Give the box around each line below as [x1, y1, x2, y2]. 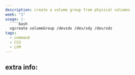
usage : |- [5, 16, 26, 21]
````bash [9, 21, 28, 26]
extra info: [5, 63, 38, 71]
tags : [5, 30, 16, 35]
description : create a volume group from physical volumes [5, 7, 131, 12]
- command [9, 35, 30, 40]
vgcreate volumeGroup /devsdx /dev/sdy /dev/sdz [9, 26, 113, 31]
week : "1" [5, 12, 26, 17]
